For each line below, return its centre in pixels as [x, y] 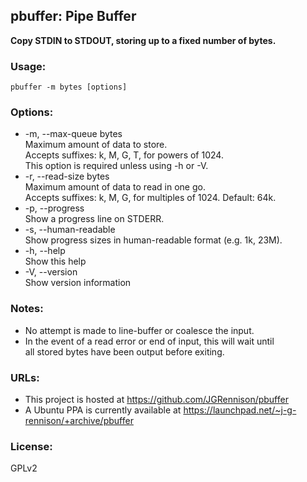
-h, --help [45, 251]
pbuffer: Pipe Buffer [73, 16]
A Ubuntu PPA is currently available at [103, 410]
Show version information [78, 283]
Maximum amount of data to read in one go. [115, 187]
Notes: [27, 309]
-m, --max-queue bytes [73, 134]
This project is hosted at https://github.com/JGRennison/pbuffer [156, 399]
